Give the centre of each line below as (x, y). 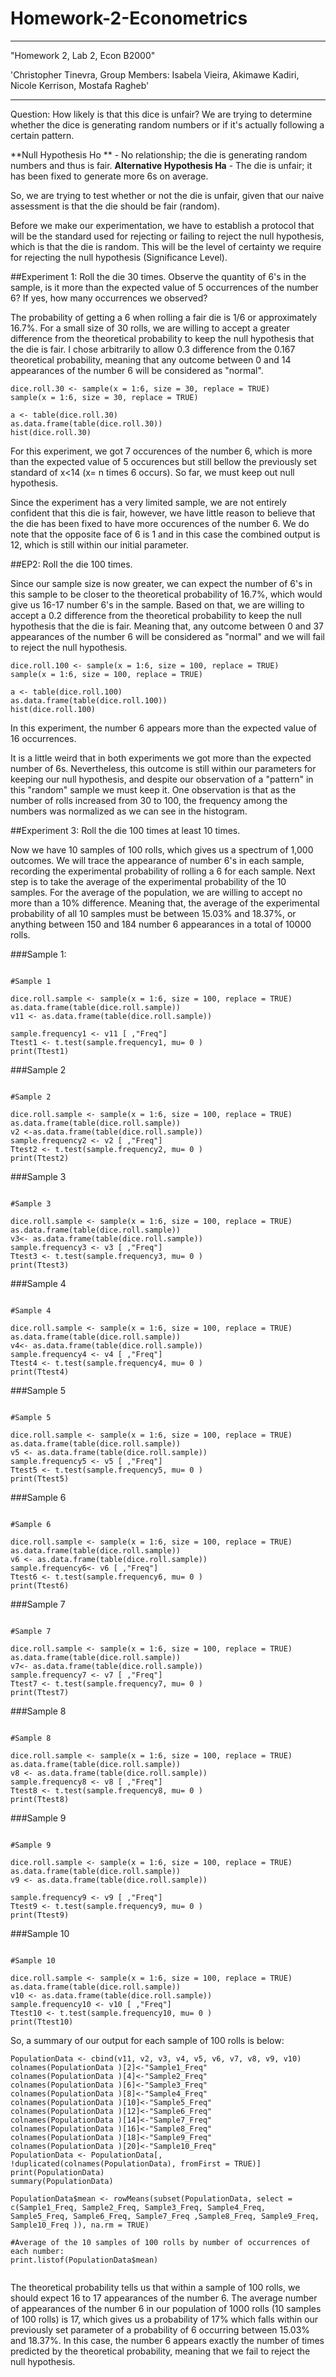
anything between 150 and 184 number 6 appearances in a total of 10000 (161, 924)
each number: (37, 2251)
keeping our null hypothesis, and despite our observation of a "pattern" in (162, 779)
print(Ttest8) (40, 1799)
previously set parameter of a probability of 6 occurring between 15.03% (160, 2329)
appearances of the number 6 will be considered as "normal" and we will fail (167, 636)
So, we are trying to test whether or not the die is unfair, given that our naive (167, 195)
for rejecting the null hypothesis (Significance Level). (119, 257)
